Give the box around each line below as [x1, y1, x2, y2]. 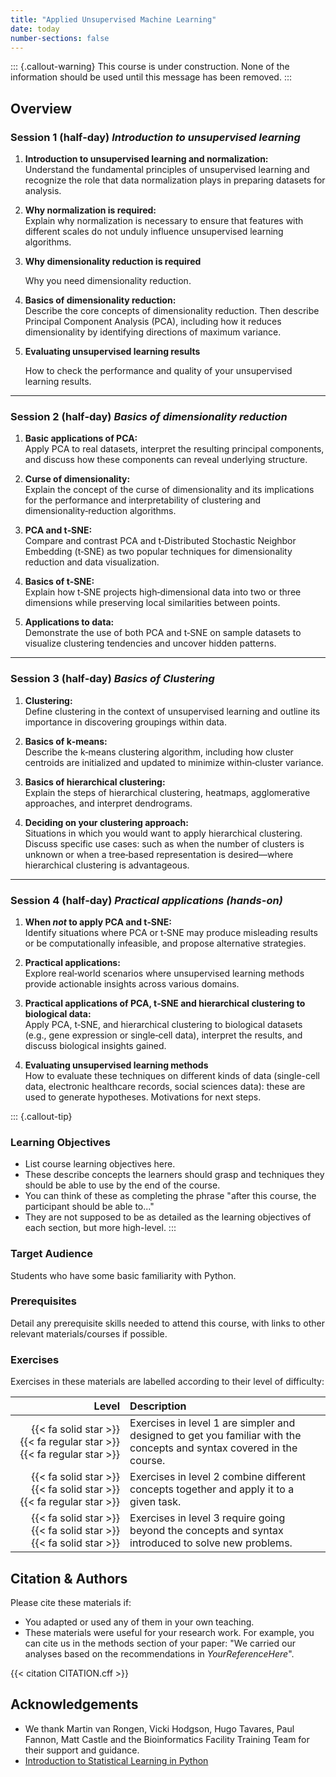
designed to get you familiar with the [129, 1429, 302, 1443]
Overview [10, 100, 73, 117]
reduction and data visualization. [24, 556, 160, 568]
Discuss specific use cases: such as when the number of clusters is [24, 837, 305, 850]
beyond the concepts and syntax [129, 1524, 284, 1538]
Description [129, 1399, 187, 1413]
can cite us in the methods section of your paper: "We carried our [24, 1637, 296, 1649]
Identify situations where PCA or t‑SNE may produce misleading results [24, 926, 318, 938]
